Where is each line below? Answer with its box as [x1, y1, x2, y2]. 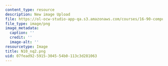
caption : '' [9, 30, 35, 35]
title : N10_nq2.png [5, 49, 46, 54]
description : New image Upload [5, 12, 70, 17]
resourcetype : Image [5, 44, 48, 49]
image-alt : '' [9, 40, 39, 45]
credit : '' [9, 35, 32, 40]
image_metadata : [5, 26, 39, 31]
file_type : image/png [5, 21, 50, 26]
